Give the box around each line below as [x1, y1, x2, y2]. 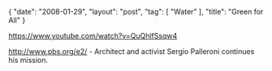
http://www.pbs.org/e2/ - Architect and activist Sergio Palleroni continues [8, 47, 255, 56]
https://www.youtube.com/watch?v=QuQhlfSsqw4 [8, 31, 178, 40]
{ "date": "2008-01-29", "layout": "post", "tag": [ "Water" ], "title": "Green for [8, 7, 264, 16]
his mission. [8, 56, 49, 65]
